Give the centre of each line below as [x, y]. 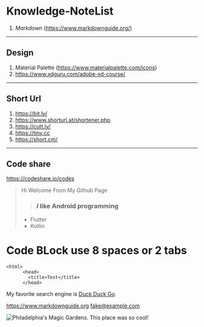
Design [20, 53]
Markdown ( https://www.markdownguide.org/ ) [73, 28]
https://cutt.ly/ [33, 126]
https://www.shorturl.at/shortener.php [63, 120]
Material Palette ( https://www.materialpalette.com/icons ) [86, 67]
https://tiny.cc [32, 133]
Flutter [38, 219]
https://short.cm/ [36, 139]
